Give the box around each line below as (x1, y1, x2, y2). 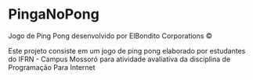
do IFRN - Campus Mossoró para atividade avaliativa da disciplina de (8, 54, 231, 64)
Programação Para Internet (8, 62, 96, 71)
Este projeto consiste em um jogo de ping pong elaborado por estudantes (8, 46, 246, 55)
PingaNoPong (8, 5, 99, 23)
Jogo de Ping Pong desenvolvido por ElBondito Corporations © (8, 31, 213, 40)
